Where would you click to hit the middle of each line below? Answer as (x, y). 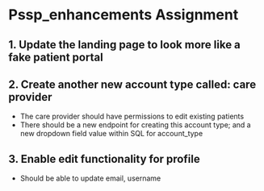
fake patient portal (56, 57)
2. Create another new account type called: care (132, 84)
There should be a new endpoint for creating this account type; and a (136, 125)
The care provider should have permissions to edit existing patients (132, 116)
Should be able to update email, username (90, 178)
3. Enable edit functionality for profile (104, 159)
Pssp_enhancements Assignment (124, 15)
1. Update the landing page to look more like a (124, 45)
